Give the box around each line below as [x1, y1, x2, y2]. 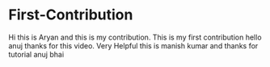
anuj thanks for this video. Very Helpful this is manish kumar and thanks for [8, 40, 259, 50]
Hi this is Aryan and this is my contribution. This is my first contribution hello [8, 32, 262, 42]
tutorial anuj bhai [8, 49, 65, 59]
